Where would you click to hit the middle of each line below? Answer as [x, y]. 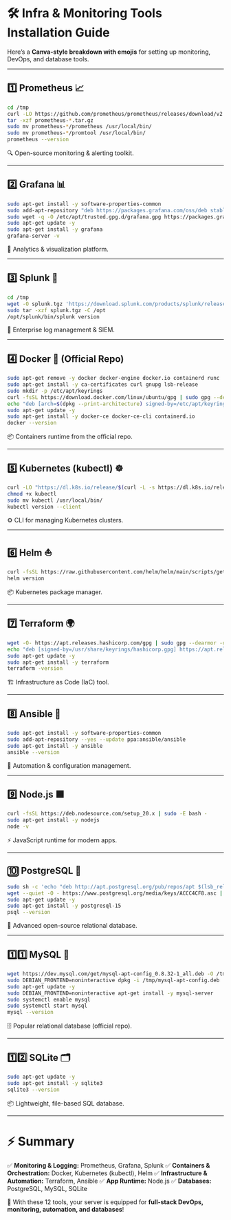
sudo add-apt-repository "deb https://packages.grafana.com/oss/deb [107, 210]
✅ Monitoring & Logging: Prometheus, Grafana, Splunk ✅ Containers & [109, 1165]
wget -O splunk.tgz [35, 304]
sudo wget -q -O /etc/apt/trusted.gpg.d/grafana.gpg [84, 217]
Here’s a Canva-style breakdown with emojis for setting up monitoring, [109, 52]
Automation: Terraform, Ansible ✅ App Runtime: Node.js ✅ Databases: [109, 1181]
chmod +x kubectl [32, 494]
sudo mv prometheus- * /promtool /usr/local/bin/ [77, 133]
